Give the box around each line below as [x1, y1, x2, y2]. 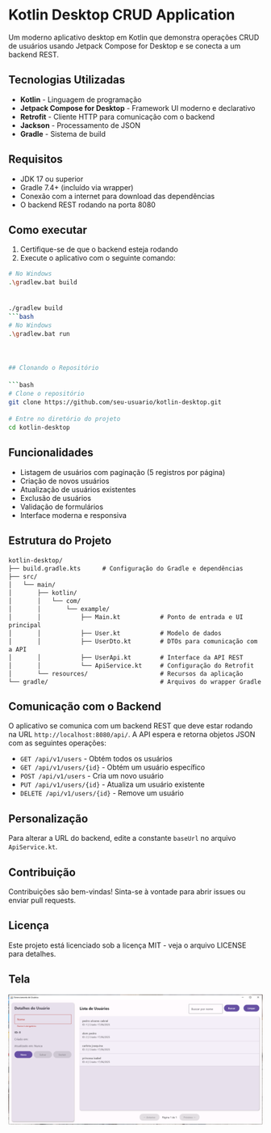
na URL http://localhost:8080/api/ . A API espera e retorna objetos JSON [8, 730, 256, 740]
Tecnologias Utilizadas [8, 73, 126, 87]
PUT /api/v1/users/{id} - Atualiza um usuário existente [19, 779, 206, 790]
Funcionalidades [8, 446, 94, 460]
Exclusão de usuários [19, 493, 91, 503]
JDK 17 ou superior [19, 174, 84, 184]
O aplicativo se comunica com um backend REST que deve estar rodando [8, 721, 253, 731]
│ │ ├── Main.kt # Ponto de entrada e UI [8, 613, 244, 621]
